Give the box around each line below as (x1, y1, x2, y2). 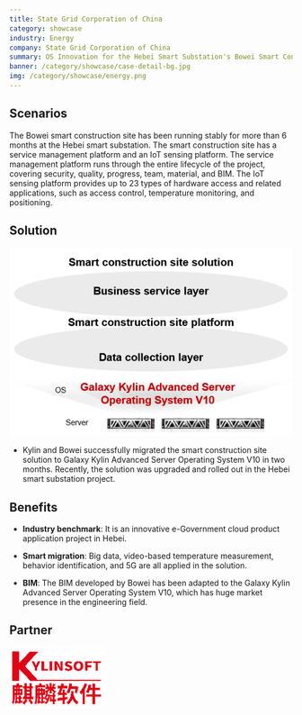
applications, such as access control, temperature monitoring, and (9, 187, 254, 198)
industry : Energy (9, 33, 75, 42)
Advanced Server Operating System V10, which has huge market (22, 587, 263, 598)
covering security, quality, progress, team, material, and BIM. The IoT (9, 167, 265, 179)
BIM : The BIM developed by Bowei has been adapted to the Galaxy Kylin (22, 577, 290, 589)
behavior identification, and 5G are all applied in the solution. (22, 560, 247, 571)
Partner (9, 622, 53, 638)
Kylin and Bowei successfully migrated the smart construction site (22, 445, 268, 456)
